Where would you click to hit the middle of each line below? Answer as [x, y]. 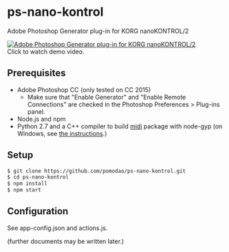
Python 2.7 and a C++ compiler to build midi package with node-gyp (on [120, 126]
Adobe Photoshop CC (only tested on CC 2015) [84, 89]
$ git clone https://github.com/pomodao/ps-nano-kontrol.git [97, 171]
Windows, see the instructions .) [62, 133]
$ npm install [28, 184]
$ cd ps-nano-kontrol [38, 177]
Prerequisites [36, 73]
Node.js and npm [41, 119]
